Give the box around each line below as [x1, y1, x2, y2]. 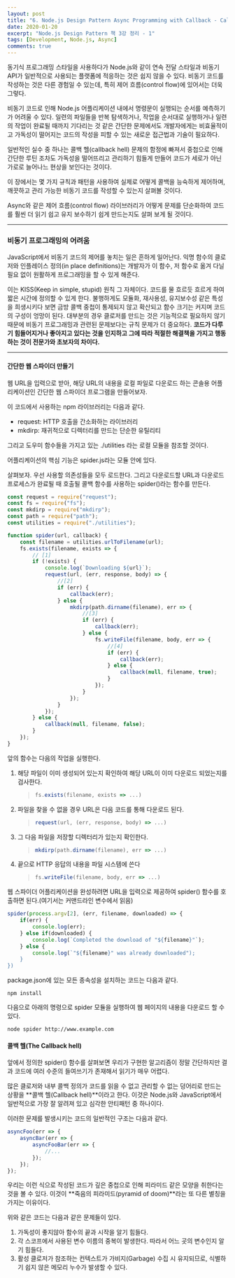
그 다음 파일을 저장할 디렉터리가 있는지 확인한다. [17, 833, 148, 841]
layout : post [7, 10, 45, 18]
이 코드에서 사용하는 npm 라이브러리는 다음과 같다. [7, 402, 145, 410]
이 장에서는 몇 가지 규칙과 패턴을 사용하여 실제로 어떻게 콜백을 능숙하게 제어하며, [7, 178, 226, 186]
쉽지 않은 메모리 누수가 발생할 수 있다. [24, 1263, 128, 1272]
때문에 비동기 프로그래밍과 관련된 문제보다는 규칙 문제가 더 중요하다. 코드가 [7, 320, 211, 329]
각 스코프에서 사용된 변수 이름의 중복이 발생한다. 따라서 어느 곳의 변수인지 [17, 1237, 218, 1245]
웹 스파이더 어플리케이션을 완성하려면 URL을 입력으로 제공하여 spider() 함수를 [7, 887, 219, 896]
